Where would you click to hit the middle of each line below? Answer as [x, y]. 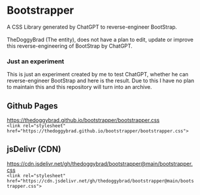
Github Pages [33, 106]
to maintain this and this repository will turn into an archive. [79, 87]
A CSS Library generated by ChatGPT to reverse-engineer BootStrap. [92, 27]
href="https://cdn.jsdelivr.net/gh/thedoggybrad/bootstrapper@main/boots [101, 181]
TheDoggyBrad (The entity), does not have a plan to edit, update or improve [100, 39]
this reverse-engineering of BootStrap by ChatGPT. [70, 46]
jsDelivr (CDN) [34, 149]
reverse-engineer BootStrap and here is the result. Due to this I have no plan [101, 81]
